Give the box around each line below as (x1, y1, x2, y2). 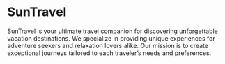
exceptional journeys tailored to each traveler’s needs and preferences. (7, 49, 212, 57)
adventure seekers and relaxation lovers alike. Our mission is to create (7, 41, 209, 50)
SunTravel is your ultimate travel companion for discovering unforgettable (7, 27, 218, 35)
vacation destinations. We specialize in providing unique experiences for (7, 34, 216, 42)
